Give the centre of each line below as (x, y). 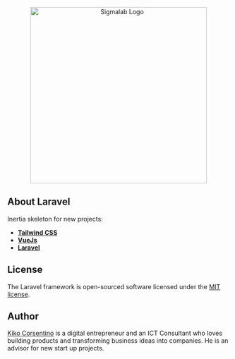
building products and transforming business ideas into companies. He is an (118, 341)
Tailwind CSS (37, 232)
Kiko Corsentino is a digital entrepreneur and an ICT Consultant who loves (115, 333)
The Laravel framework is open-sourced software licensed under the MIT (114, 286)
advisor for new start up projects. (56, 348)
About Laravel (39, 202)
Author (23, 316)
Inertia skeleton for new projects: (55, 219)
